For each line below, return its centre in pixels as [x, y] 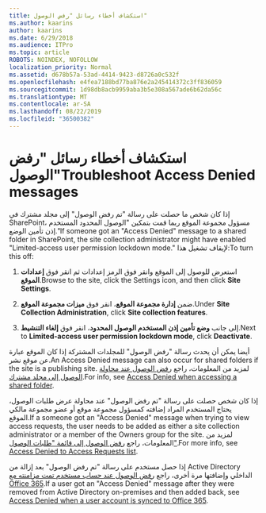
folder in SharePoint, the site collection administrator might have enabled [127, 239]
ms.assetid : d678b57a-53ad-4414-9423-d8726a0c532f [94, 75]
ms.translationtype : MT [48, 97]
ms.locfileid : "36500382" [51, 119]
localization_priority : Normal [61, 67]
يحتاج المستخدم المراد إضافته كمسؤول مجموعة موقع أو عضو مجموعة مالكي [120, 409]
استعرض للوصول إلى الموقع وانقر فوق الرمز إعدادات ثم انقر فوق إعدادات [129, 272]
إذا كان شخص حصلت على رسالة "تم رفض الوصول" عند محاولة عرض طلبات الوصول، [134, 400]
